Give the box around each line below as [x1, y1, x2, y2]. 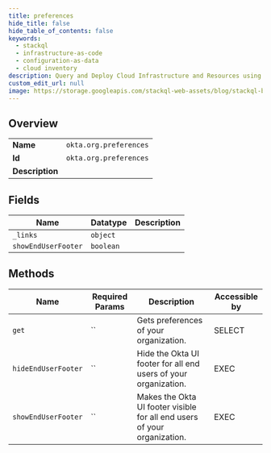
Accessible [214, 291, 258, 302]
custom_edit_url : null [8, 79, 85, 87]
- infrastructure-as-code [15, 49, 103, 57]
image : [8, 86, 31, 95]
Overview [8, 116, 59, 130]
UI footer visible [136, 401, 197, 412]
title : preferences [8, 11, 74, 20]
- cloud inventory [15, 64, 78, 73]
